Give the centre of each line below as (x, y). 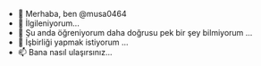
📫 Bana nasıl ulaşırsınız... (65, 52)
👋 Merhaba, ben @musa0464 (72, 14)
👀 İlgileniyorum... (49, 23)
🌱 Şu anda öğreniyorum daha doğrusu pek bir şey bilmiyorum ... (135, 33)
